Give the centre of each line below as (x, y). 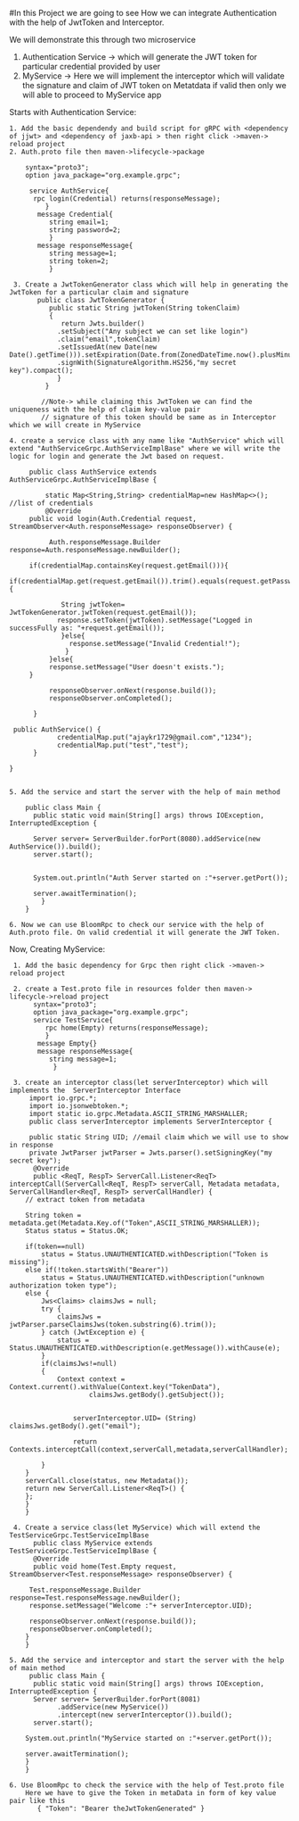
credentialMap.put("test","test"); (123, 745)
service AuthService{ (69, 191)
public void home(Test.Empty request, (105, 1567)
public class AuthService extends (93, 472)
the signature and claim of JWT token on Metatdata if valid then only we (154, 85)
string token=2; (79, 261)
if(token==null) (56, 1246)
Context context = (91, 1379)
